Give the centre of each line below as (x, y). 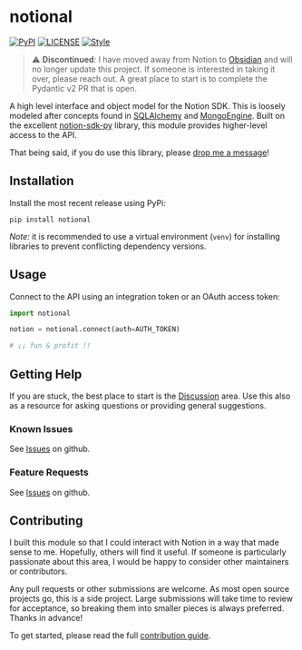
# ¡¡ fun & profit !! (50, 346)
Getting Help (46, 374)
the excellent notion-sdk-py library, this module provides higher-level (138, 125)
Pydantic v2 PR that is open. (84, 88)
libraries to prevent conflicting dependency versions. (108, 246)
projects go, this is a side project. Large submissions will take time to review (151, 599)
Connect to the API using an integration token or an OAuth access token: (145, 296)
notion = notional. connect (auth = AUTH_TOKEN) (95, 330)
